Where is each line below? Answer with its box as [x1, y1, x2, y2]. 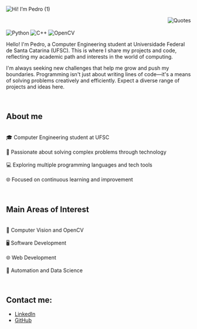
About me [6, 111, 43, 121]
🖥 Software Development [6, 239, 66, 246]
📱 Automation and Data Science [6, 267, 83, 274]
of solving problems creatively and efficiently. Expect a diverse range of [6, 77, 180, 84]
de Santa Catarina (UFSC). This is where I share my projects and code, [6, 47, 177, 54]
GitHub [14, 317, 32, 324]
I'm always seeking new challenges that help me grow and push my [6, 65, 169, 72]
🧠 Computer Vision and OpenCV [6, 226, 84, 233]
